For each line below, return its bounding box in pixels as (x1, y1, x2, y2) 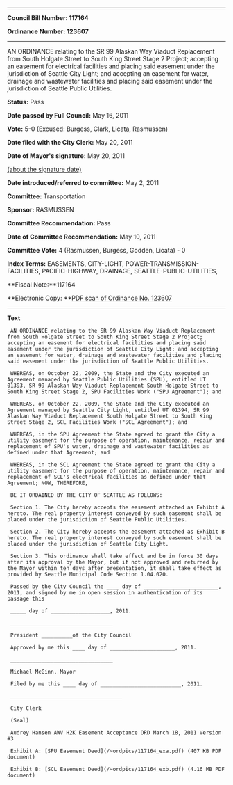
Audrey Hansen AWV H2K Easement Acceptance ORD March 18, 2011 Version (10, 729, 222, 736)
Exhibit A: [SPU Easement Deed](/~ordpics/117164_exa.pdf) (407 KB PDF (10, 747, 222, 754)
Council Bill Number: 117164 (7, 14, 89, 22)
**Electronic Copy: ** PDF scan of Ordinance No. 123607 (7, 294, 172, 302)
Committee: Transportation (7, 192, 86, 200)
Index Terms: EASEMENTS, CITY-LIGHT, (7, 260, 124, 268)
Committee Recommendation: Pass (7, 219, 111, 227)
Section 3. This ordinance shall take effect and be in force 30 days (10, 553, 218, 560)
